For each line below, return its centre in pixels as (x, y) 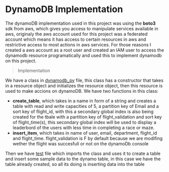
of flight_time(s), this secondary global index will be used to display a (84, 122)
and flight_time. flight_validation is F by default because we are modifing (88, 138)
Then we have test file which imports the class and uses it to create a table (83, 153)
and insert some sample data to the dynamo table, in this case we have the (83, 159)
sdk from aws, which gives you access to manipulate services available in (82, 28)
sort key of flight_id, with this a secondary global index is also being (83, 111)
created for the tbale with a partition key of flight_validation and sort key (87, 117)
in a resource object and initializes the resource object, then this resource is (84, 85)
